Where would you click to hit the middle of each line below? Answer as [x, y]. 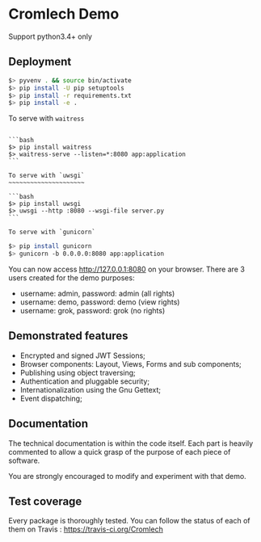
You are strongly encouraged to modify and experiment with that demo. [127, 476]
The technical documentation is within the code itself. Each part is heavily [131, 443]
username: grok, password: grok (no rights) [93, 311]
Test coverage [45, 502]
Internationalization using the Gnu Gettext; [91, 389]
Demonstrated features [68, 336]
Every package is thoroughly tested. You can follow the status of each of [129, 521]
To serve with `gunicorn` [52, 232]
